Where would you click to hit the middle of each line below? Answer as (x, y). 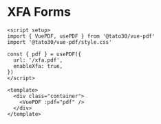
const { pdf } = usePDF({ (44, 54)
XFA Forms (39, 12)
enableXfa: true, (38, 66)
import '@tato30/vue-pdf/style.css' (60, 42)
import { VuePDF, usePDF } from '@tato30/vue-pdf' (81, 36)
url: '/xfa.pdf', (38, 60)
